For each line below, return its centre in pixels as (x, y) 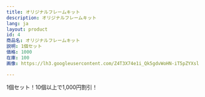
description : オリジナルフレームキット (51, 18)
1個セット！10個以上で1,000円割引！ (52, 87)
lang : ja (17, 23)
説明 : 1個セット (24, 47)
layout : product (27, 29)
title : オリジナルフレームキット (43, 12)
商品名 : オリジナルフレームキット (43, 41)
